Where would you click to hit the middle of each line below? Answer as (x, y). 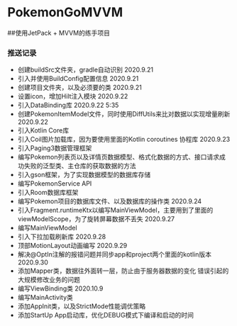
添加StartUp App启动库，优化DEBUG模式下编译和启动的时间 (105, 315)
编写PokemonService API (55, 184)
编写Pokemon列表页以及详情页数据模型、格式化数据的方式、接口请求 (118, 157)
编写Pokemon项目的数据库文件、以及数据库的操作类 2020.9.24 (110, 201)
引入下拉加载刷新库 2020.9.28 (62, 237)
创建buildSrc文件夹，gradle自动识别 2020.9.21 (86, 70)
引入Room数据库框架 (48, 193)
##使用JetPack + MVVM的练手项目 (59, 33)
